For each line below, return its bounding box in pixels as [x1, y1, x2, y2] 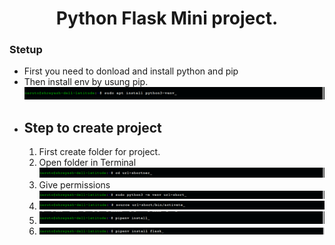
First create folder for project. [38, 145, 161, 157]
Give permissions [38, 179, 111, 191]
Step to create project [23, 119, 162, 136]
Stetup [9, 43, 43, 57]
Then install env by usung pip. [23, 76, 149, 88]
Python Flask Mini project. [55, 7, 279, 30]
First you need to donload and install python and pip [23, 65, 239, 77]
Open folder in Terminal [38, 156, 137, 168]
